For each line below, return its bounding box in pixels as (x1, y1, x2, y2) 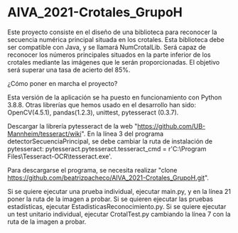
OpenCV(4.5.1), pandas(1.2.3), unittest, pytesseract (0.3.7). (7, 108, 179, 116)
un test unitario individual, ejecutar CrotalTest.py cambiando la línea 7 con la (7, 210, 231, 218)
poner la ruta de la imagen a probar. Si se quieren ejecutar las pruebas (7, 195, 214, 203)
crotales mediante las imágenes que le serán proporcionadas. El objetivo (7, 58, 220, 66)
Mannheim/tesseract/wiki (7, 129, 82, 138)
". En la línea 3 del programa (81, 129, 164, 138)
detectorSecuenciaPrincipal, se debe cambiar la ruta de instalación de (7, 136, 213, 146)
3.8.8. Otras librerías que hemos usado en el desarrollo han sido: (7, 100, 197, 109)
